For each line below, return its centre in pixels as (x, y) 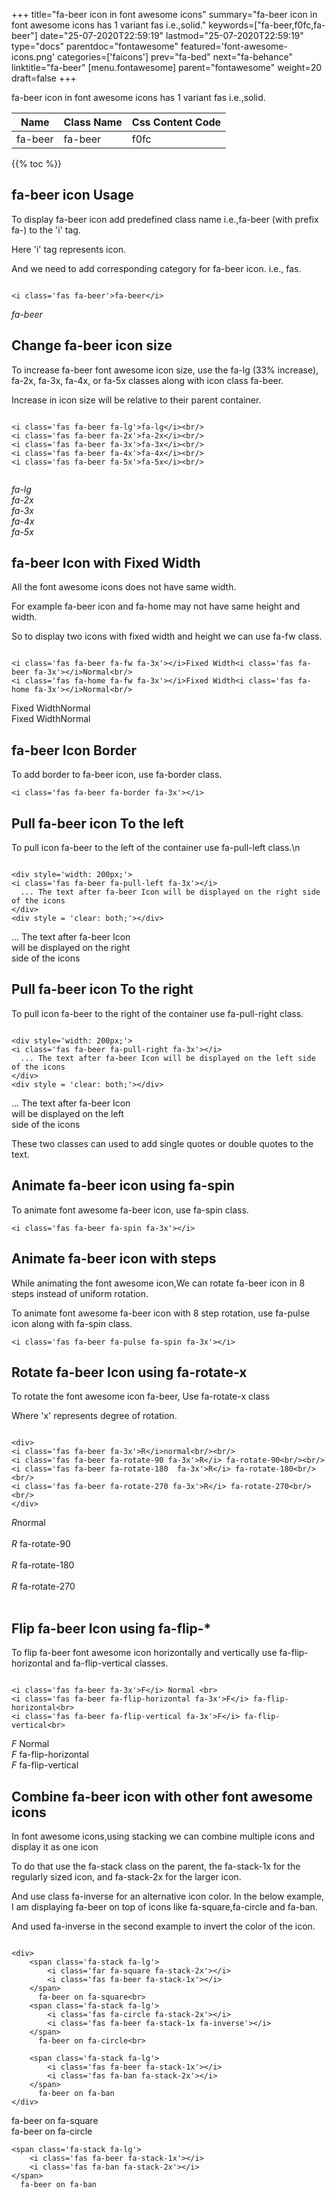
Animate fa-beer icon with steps (114, 1259)
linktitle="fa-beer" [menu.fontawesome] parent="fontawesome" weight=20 (167, 67)
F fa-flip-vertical (45, 1765)
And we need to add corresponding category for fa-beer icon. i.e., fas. (156, 268)
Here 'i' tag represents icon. (69, 249)
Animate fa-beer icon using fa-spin (123, 1185)
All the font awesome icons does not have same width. (124, 587)
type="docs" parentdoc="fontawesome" (95, 46)
